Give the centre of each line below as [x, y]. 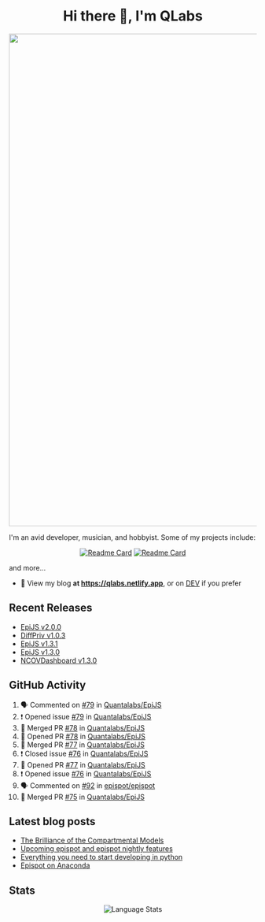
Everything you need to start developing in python [101, 857]
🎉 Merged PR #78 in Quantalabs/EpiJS [82, 727]
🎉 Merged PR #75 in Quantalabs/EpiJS [82, 797]
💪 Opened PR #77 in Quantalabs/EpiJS [83, 764]
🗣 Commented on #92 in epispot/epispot [88, 785]
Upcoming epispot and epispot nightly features [97, 849]
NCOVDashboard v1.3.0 [59, 660]
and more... [28, 567]
